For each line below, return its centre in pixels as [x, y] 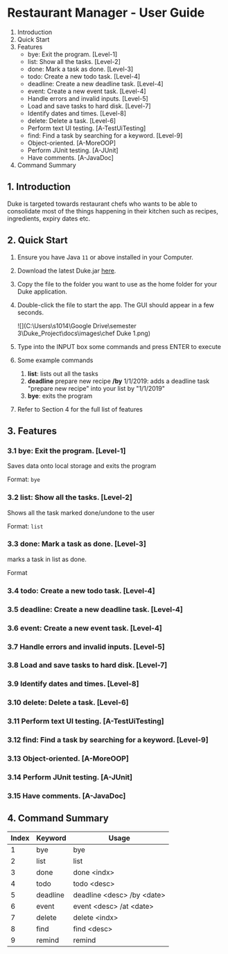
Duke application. [42, 291]
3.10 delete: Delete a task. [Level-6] [68, 702]
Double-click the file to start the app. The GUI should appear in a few [116, 305]
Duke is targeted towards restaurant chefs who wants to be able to [102, 204]
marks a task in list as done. [47, 559]
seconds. [30, 312]
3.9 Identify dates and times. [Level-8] [73, 684]
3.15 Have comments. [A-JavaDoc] [67, 795]
